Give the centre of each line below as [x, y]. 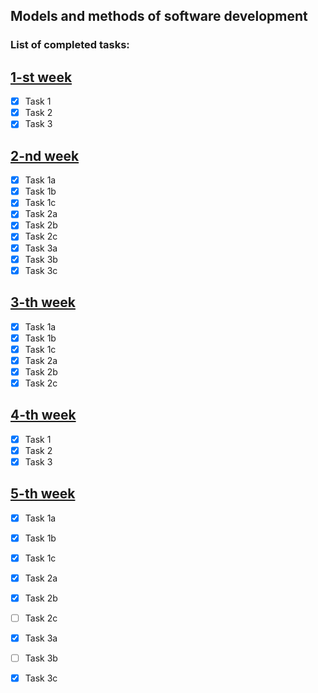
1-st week [41, 77]
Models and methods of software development [159, 16]
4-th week [43, 415]
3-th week [43, 302]
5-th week [43, 494]
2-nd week [45, 155]
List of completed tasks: [70, 45]
